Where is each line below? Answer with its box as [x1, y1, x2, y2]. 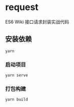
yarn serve [5, 73, 28, 78]
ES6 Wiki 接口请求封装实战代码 [5, 19, 69, 25]
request [5, 2, 39, 13]
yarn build [5, 97, 28, 102]
